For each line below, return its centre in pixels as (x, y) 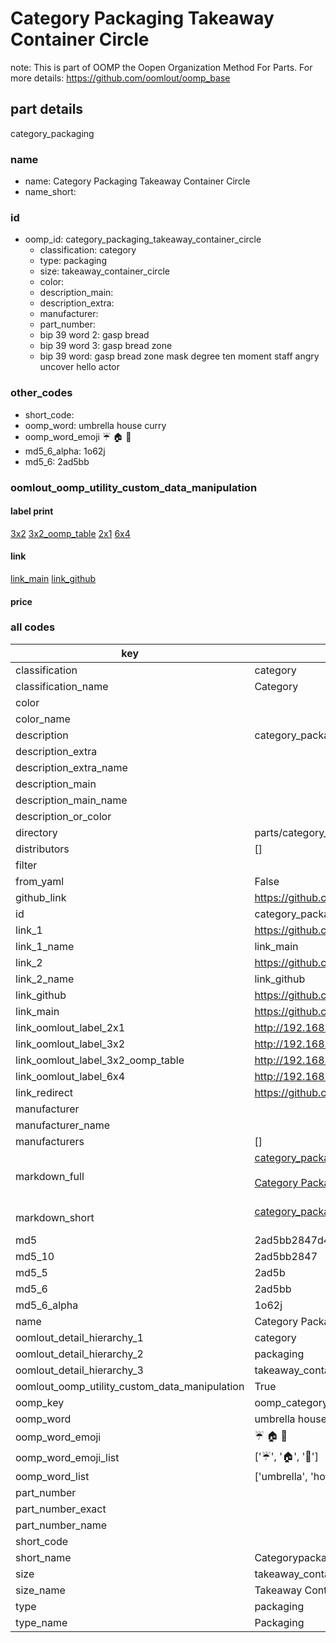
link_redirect (44, 1092)
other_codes (41, 393)
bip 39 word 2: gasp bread (94, 335)
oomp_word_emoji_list (67, 1458)
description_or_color (63, 816)
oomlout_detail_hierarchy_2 (79, 1354)
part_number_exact (61, 1509)
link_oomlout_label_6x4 (70, 1076)
